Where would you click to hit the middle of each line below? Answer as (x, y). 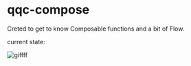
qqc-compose (48, 10)
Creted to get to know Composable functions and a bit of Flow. (96, 29)
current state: (26, 42)
